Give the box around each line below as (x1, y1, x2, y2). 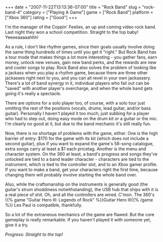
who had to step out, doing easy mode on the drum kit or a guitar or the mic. (5, 116, 158, 121)
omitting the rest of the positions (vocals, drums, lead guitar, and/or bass (5, 105, 151, 111)
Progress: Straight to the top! (5, 232, 63, 237)
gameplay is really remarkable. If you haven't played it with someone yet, (5, 217, 151, 222)
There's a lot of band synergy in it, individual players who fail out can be (5, 80, 150, 86)
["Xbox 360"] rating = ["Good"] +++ (5, 15, 78, 20)
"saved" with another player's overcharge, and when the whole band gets (5, 86, 153, 91)
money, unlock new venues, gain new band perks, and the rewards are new (5, 60, 157, 65)
